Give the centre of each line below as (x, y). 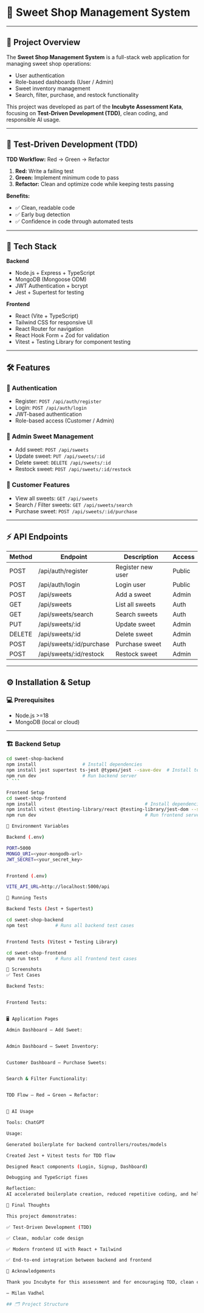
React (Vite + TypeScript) (47, 316)
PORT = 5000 (19, 848)
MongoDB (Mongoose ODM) (51, 279)
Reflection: (21, 1189)
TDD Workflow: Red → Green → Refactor (58, 159)
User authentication (40, 75)
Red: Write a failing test (44, 171)
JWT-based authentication (48, 415)
